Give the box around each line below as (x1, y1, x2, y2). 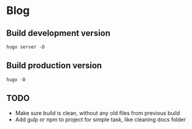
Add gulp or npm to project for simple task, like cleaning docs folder (15, 116, 186, 123)
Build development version (6, 28, 111, 38)
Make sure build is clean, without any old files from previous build (15, 109, 180, 116)
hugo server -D (6, 44, 45, 50)
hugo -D (6, 77, 26, 83)
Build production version (6, 60, 102, 71)
